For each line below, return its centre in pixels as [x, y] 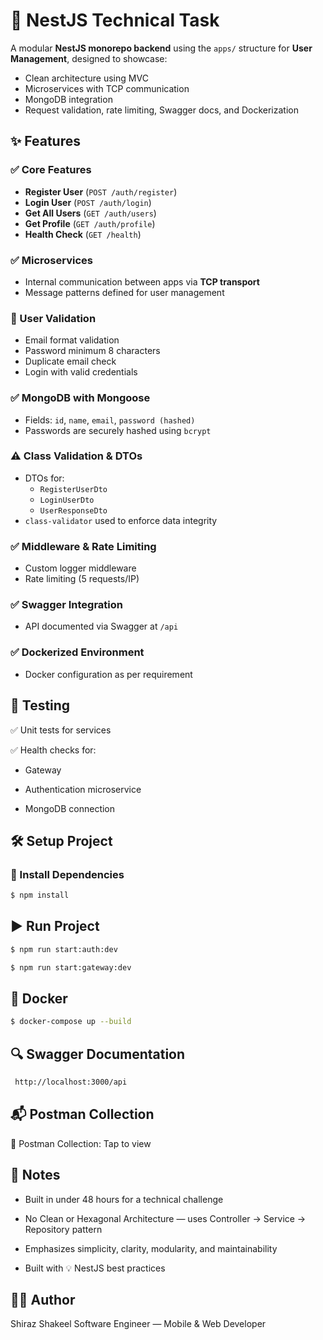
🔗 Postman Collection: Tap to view [81, 1143]
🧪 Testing [40, 705]
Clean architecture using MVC [86, 78]
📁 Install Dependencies [67, 874]
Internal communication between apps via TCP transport [142, 281]
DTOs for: [44, 478]
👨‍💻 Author [43, 1300]
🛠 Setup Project [61, 840]
